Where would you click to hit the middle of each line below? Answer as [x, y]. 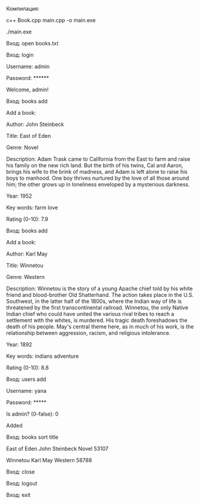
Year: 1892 [19, 345]
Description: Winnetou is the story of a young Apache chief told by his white [100, 288]
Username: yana [26, 391]
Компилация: [23, 9]
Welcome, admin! [27, 90]
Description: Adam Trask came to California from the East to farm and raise [98, 159]
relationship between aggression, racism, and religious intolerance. [88, 333]
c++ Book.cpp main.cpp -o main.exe [51, 20]
